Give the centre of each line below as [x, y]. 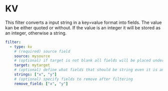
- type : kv [21, 47]
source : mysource [32, 56]
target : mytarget [32, 65]
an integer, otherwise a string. [36, 33]
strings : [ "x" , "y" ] [35, 75]
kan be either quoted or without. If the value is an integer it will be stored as [83, 27]
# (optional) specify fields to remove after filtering [74, 79]
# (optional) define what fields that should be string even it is [86, 70]
